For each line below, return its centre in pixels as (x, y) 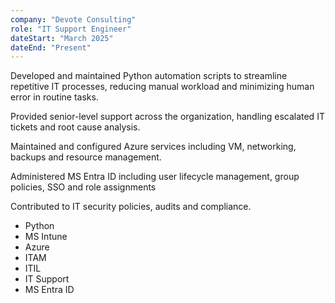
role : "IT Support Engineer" (71, 29)
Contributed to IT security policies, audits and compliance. (131, 207)
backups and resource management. (86, 157)
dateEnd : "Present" (51, 47)
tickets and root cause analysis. (75, 127)
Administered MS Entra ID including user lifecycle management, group (155, 177)
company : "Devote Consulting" (73, 19)
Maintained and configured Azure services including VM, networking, (153, 147)
